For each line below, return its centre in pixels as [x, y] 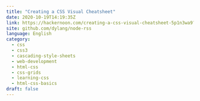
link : [13, 23]
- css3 [20, 50]
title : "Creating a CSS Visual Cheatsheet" [61, 12]
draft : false [22, 89]
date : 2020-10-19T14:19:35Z [41, 17]
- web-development [35, 61]
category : [18, 39]
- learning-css [30, 78]
